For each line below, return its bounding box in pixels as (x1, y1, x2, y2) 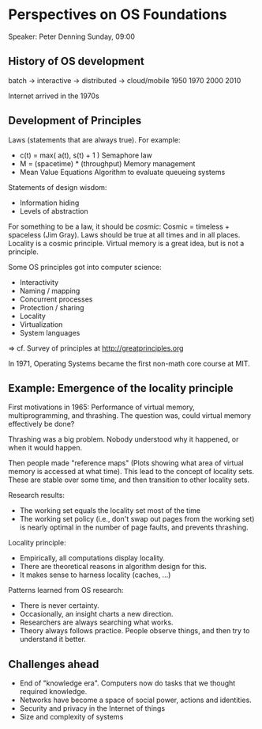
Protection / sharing (19, 302, 84, 312)
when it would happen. (8, 443, 83, 453)
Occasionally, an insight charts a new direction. (19, 609, 174, 619)
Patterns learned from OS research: (8, 586, 124, 595)
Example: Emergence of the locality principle (8, 382, 234, 395)
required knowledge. (19, 687, 88, 697)
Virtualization (19, 319, 63, 329)
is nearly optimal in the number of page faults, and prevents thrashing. (19, 522, 249, 532)
